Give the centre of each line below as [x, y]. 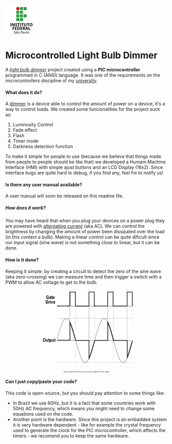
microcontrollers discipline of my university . [52, 80]
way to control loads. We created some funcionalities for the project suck [83, 109]
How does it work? [26, 208]
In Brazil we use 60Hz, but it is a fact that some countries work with [84, 403]
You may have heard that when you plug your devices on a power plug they [85, 221]
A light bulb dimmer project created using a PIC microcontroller [73, 69]
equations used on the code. [43, 414]
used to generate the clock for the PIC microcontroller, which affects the [89, 430]
